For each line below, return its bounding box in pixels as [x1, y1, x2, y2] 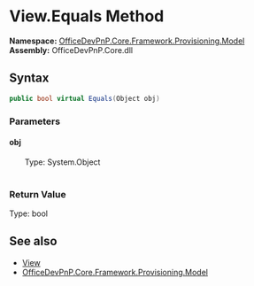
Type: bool [9, 208, 49, 219]
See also [9, 234, 58, 249]
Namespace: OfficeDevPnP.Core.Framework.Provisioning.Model [9, 35, 245, 46]
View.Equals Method [9, 6, 165, 27]
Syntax [9, 71, 50, 86]
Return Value [9, 188, 66, 200]
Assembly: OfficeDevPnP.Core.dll [9, 44, 134, 55]
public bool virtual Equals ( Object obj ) [9, 94, 161, 103]
